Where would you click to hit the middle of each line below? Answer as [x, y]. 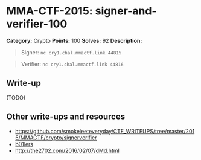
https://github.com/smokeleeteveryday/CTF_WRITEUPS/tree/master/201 [105, 131]
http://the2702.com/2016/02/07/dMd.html [67, 150]
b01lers [24, 144]
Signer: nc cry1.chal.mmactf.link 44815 [71, 52]
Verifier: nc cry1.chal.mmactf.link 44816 [72, 64]
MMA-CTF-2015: [49, 11]
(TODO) [16, 97]
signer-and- [126, 11]
